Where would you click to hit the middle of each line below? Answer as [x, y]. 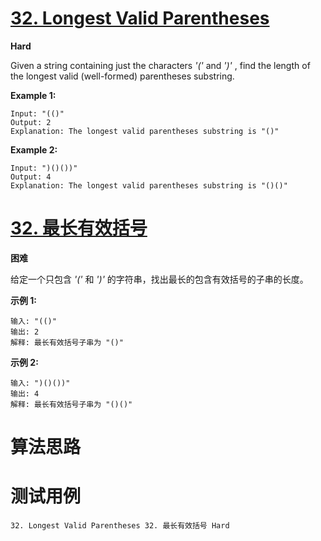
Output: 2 [31, 122]
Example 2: [34, 149]
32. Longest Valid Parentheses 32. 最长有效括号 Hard [120, 526]
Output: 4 [31, 177]
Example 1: [33, 95]
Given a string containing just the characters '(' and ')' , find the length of [160, 65]
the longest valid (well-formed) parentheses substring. [122, 76]
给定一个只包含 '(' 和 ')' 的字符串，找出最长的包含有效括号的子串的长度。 [159, 279]
